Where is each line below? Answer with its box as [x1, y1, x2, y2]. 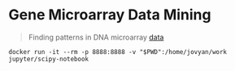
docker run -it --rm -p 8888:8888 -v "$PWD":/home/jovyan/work [8, 48, 228, 56]
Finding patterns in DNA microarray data [28, 32, 164, 42]
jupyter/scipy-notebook [8, 55, 89, 63]
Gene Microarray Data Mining [8, 6, 211, 24]
